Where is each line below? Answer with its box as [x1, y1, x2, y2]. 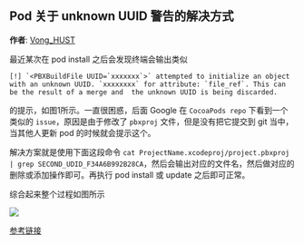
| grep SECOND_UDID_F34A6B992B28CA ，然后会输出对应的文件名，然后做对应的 [9, 158, 295, 169]
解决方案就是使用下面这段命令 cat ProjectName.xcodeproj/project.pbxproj [9, 146, 290, 157]
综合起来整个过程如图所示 [9, 189, 105, 200]
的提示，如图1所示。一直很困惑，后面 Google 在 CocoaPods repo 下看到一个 [9, 104, 289, 115]
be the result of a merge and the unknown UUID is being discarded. [9, 87, 279, 97]
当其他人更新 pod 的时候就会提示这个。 [9, 127, 156, 138]
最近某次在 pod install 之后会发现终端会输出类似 [9, 54, 188, 64]
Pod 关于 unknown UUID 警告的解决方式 [9, 8, 234, 24]
